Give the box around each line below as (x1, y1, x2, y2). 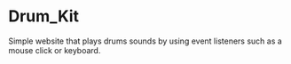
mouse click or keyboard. (8, 44, 101, 55)
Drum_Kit (8, 6, 80, 27)
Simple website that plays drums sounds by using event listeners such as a (8, 36, 283, 46)
